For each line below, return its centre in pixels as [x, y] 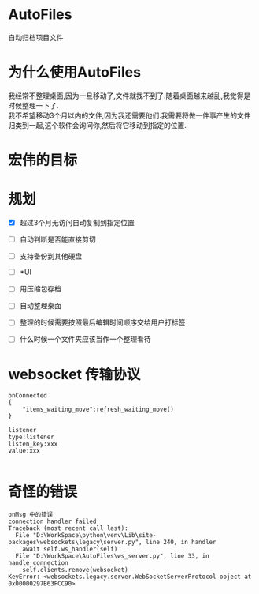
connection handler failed [52, 522]
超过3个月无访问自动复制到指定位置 [77, 222]
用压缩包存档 [40, 289]
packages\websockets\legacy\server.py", [76, 543]
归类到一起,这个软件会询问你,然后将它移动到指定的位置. [98, 125]
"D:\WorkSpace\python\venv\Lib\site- [94, 536]
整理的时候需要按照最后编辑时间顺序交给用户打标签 [102, 322]
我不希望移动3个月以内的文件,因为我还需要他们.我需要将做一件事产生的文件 [129, 115]
